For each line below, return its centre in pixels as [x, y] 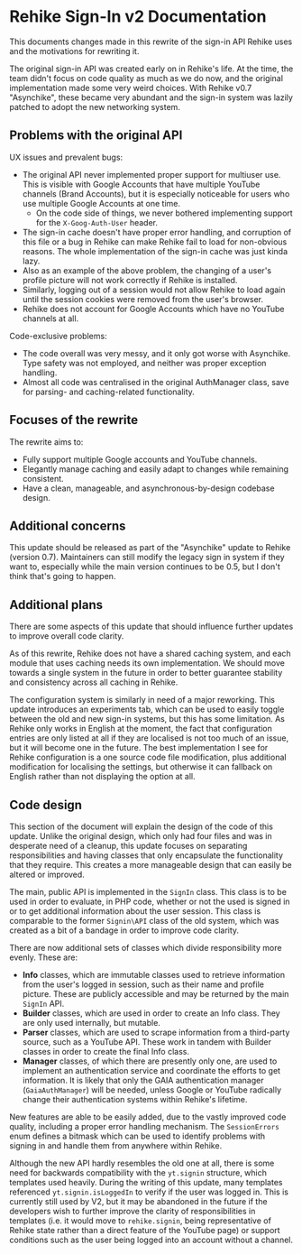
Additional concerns [68, 526]
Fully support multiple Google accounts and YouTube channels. [140, 459]
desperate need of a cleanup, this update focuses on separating [128, 846]
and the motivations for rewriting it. [74, 51]
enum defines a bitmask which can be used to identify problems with [137, 1136]
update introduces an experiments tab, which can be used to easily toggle [147, 709]
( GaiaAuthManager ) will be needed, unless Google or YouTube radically [152, 1090]
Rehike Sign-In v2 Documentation [138, 17]
